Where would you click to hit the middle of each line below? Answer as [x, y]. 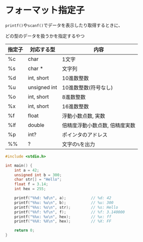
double [36, 125]
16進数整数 [76, 106]
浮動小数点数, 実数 [84, 116]
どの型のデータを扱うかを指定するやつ [45, 36]
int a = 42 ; [27, 170]
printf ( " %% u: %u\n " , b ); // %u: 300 [64, 203]
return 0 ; [25, 230]
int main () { [19, 166]
